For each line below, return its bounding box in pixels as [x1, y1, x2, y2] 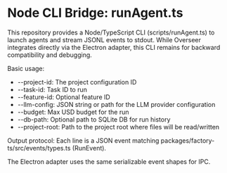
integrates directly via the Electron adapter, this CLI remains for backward [7, 43, 221, 51]
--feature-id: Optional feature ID [17, 93, 110, 101]
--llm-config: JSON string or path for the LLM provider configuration [17, 100, 216, 108]
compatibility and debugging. [7, 51, 93, 59]
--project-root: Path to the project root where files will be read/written [17, 122, 220, 131]
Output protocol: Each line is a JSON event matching [7, 136, 160, 145]
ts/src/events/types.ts [7, 143, 71, 152]
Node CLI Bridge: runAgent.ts [7, 5, 183, 21]
